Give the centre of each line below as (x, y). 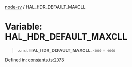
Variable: (24, 27)
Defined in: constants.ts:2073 (35, 60)
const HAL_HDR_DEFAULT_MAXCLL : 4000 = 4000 (66, 50)
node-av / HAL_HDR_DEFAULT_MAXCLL (45, 7)
